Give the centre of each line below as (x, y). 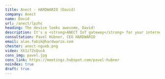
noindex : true (20, 64)
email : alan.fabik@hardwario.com (39, 42)
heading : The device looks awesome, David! (50, 28)
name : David (17, 19)
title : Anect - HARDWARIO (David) (41, 10)
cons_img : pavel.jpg (26, 55)
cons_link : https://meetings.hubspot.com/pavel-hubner (62, 60)
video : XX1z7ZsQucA (25, 51)
